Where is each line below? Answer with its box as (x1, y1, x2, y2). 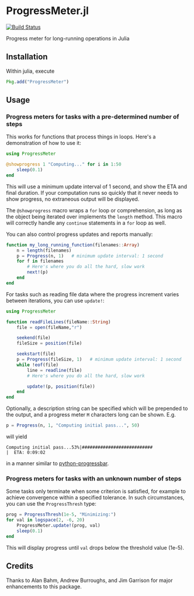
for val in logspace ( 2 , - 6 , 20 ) (6, 517, 85, 523)
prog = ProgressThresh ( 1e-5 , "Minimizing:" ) (6, 512, 116, 517)
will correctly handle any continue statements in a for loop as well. (6, 219, 167, 226)
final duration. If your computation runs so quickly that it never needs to (6, 189, 179, 196)
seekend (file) (16, 335, 51, 341)
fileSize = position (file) (16, 340, 82, 347)
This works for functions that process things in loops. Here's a (6, 133, 156, 140)
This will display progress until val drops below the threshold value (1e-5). (6, 544, 184, 551)
